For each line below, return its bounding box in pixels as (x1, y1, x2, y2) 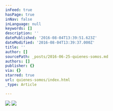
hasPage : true (5, 12, 35, 17)
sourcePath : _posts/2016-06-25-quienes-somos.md (5, 54, 108, 59)
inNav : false (5, 17, 32, 22)
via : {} (5, 68, 21, 73)
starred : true (5, 73, 35, 78)
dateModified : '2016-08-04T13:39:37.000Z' (5, 40, 95, 45)
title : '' (5, 45, 26, 50)
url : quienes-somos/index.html (5, 77, 70, 82)
